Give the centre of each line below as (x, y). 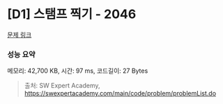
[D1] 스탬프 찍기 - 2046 (72, 14)
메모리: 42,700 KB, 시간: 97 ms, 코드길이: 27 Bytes (78, 71)
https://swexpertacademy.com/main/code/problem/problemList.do (120, 94)
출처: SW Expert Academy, (62, 86)
